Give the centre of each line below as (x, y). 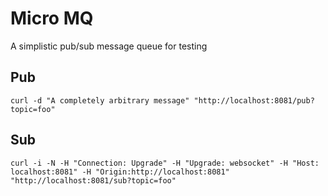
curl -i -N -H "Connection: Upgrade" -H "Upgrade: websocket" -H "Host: (165, 163)
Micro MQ (52, 18)
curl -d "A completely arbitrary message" (100, 100)
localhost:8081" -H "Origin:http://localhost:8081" (120, 172)
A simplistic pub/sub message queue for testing (109, 46)
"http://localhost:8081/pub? (254, 100)
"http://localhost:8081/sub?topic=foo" (93, 180)
